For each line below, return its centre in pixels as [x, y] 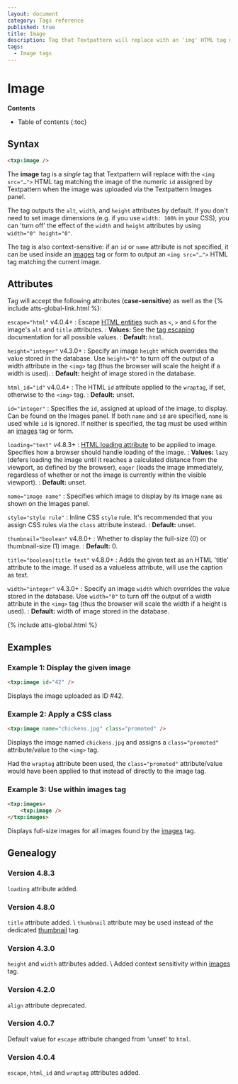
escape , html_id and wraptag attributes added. [74, 1073]
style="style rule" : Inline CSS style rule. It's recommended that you [110, 517]
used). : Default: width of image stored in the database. [89, 611]
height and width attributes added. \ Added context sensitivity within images [119, 964]
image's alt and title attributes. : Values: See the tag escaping [101, 329]
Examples [29, 647]
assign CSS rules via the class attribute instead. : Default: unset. [102, 525]
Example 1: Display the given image [69, 667]
